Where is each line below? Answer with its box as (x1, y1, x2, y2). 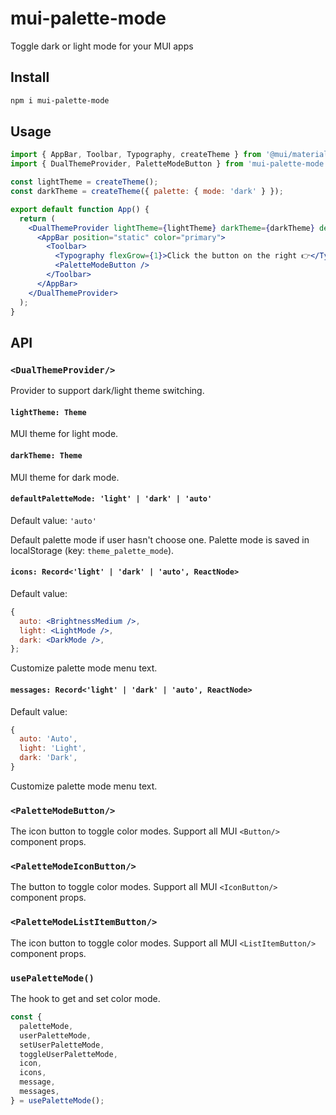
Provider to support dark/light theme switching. (10, 385, 205, 397)
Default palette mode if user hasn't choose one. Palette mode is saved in (10, 533, 310, 546)
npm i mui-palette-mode (10, 95, 110, 106)
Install (10, 69, 50, 86)
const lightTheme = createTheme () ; (10, 177, 159, 187)
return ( (19, 213, 56, 224)
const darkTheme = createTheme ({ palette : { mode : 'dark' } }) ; (10, 187, 284, 197)
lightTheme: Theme (10, 407, 87, 417)
